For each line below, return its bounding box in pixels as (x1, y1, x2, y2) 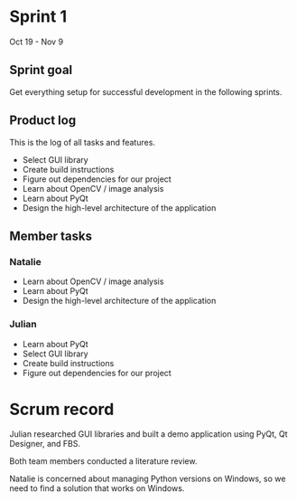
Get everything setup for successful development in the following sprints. (9, 86, 283, 97)
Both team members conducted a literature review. (9, 456, 198, 467)
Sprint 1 (9, 6, 68, 27)
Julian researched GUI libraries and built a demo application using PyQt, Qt (9, 429, 288, 440)
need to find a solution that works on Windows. (9, 483, 185, 494)
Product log (9, 113, 77, 128)
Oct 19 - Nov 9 (9, 36, 64, 47)
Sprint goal (9, 62, 73, 78)
